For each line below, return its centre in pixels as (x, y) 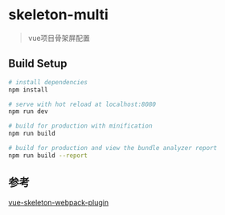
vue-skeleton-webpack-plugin (59, 202)
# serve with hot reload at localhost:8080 (82, 104)
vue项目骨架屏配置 (59, 38)
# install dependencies (48, 82)
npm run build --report (48, 155)
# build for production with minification (80, 126)
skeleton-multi (58, 15)
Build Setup (38, 64)
